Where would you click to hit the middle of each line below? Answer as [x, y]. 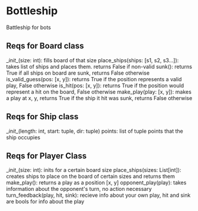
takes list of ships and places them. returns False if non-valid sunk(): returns [99, 66]
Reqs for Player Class [47, 156]
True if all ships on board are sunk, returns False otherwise [78, 73]
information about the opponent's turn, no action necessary [79, 189]
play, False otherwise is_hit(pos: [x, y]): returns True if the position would [95, 85]
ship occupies [23, 137]
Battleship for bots [29, 27]
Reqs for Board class [45, 46]
